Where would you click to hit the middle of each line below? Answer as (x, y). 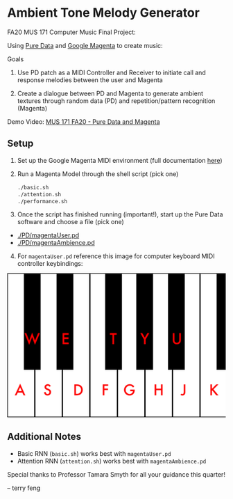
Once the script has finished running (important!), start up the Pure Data (120, 214)
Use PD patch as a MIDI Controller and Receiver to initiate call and (111, 72)
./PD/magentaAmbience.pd (56, 242)
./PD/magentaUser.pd (48, 235)
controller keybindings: (50, 263)
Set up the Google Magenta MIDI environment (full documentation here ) (120, 160)
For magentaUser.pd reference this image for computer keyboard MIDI (116, 256)
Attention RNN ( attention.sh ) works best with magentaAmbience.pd (112, 461)
